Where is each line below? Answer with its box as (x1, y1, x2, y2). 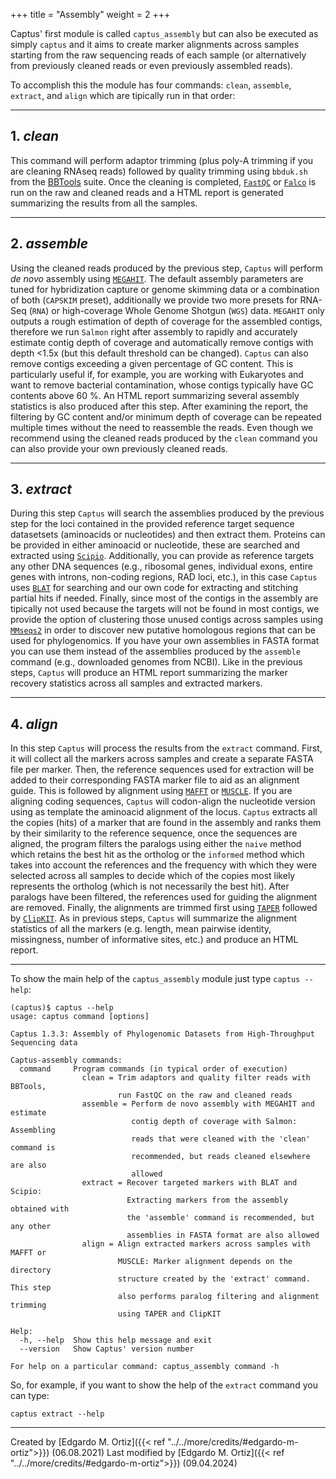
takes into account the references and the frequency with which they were (10, 859, 318, 871)
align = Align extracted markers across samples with (81, 1239, 311, 1249)
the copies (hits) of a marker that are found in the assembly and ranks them (10, 817, 322, 829)
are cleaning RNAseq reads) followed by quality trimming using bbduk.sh (10, 165, 308, 177)
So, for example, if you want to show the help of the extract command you (10, 1379, 318, 1391)
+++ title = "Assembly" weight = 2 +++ (10, 9, 171, 20)
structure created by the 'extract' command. (117, 1274, 311, 1284)
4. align (10, 715, 58, 733)
